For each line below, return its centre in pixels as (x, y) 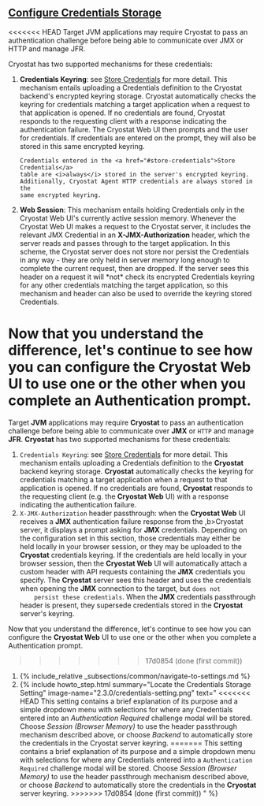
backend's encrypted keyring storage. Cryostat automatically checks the (138, 96)
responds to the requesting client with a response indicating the (123, 121)
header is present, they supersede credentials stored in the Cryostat (131, 605)
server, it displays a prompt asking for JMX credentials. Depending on (133, 529)
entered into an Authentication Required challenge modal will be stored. (136, 718)
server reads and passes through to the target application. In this (125, 243)
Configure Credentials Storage (85, 13)
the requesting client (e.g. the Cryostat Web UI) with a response (124, 496)
